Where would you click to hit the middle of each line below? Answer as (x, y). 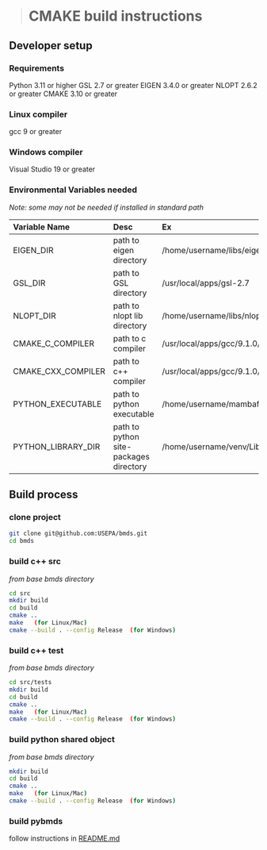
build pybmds (36, 821)
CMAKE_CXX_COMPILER (59, 371)
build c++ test (36, 650)
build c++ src (35, 561)
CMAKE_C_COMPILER (53, 343)
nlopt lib (128, 315)
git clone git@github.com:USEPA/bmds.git (78, 534)
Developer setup (51, 46)
